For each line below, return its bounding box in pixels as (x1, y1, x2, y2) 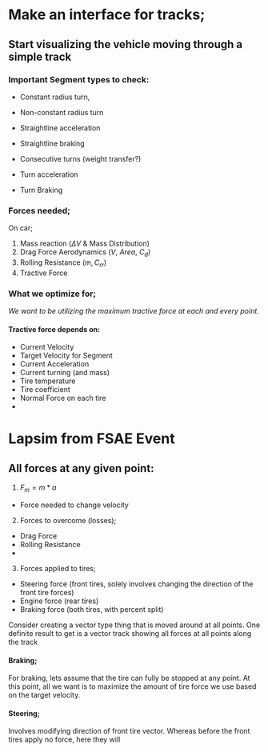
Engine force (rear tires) (19, 596, 99, 606)
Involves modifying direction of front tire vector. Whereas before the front (8, 726, 250, 736)
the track (8, 638, 38, 647)
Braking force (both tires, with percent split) (19, 605, 164, 614)
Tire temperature (19, 376, 76, 386)
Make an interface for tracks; (8, 6, 206, 24)
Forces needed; (8, 205, 70, 216)
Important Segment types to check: (8, 74, 150, 85)
